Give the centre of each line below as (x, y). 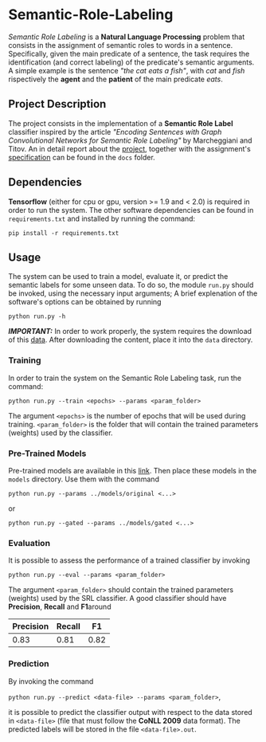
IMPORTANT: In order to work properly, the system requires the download (130, 332)
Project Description (57, 104)
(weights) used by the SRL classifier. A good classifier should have (117, 599)
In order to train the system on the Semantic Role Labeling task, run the (125, 378)
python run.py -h (37, 316)
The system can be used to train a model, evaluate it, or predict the (118, 277)
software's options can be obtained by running (85, 302)
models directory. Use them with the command (84, 479)
